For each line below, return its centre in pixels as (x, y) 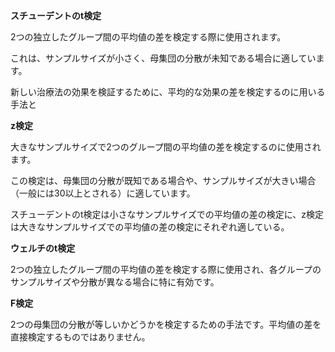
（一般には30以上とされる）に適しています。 (103, 193)
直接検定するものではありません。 (80, 337)
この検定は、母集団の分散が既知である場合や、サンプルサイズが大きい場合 (163, 180)
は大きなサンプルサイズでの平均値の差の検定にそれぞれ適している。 (150, 227)
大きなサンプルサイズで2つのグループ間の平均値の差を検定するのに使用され (166, 147)
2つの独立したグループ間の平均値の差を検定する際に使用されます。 (148, 37)
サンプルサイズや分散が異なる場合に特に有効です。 (115, 282)
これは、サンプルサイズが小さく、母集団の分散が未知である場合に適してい (163, 58)
